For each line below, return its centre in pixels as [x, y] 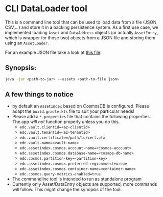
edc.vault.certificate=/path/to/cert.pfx [62, 138]
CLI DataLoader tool [46, 9]
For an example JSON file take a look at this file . [53, 52]
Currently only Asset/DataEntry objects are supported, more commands [85, 184]
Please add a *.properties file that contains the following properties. [81, 117]
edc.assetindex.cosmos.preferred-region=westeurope [73, 164]
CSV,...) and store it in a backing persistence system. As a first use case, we [82, 27]
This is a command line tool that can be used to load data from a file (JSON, [81, 22]
